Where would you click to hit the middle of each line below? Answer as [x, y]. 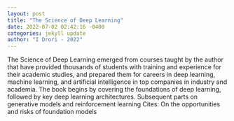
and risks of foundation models [52, 112]
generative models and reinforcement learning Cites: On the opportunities [114, 104]
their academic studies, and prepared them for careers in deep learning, [111, 75]
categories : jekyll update [47, 33]
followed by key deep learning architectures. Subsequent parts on [103, 97]
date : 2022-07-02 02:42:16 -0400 [56, 27]
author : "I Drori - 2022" [45, 40]
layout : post [26, 14]
